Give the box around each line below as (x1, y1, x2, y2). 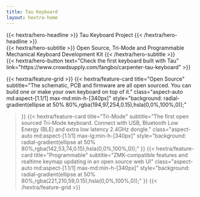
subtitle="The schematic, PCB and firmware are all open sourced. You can (6, 81, 192, 88)
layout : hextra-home (6, 15, 59, 21)
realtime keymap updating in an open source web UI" (21, 158, 154, 165)
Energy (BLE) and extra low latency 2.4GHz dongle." (21, 125, 152, 133)
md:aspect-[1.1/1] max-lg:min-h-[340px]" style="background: (33, 132, 187, 139)
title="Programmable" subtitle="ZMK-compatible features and (34, 151, 189, 158)
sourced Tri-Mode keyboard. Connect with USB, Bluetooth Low (21, 119, 179, 126)
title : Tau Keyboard (6, 8, 59, 15)
